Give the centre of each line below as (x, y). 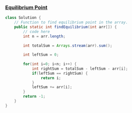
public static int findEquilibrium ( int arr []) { (66, 27)
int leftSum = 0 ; (41, 55)
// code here (37, 31)
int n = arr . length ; (44, 36)
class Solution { (23, 18)
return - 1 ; (34, 97)
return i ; (51, 78)
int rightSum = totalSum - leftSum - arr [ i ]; (80, 69)
